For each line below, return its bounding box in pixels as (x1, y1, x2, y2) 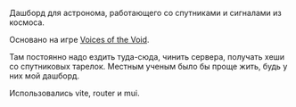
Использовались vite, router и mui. (9, 88, 140, 98)
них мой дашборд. (9, 70, 80, 81)
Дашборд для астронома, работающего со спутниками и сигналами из (9, 8, 283, 18)
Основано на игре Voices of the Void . (9, 35, 150, 45)
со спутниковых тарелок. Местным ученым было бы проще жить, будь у (9, 62, 288, 71)
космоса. (9, 17, 45, 28)
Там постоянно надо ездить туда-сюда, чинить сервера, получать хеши (9, 52, 285, 62)
